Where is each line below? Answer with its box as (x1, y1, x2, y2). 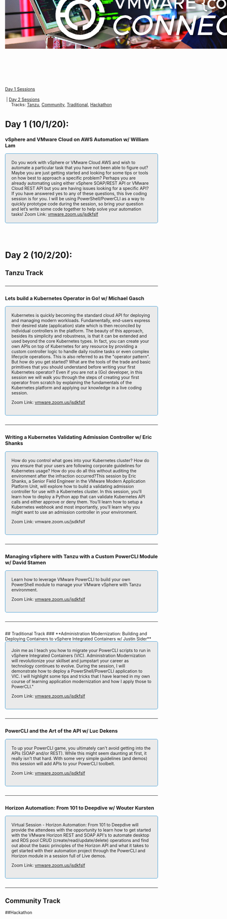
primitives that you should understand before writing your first (11, 364, 136, 370)
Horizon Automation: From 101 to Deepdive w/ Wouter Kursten (5, 804, 154, 811)
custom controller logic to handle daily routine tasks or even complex (11, 349, 149, 355)
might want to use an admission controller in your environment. (11, 509, 138, 515)
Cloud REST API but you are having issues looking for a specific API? (11, 186, 149, 191)
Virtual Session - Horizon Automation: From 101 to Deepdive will (11, 822, 139, 827)
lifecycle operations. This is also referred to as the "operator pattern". (11, 354, 150, 360)
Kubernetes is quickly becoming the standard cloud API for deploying (11, 312, 150, 319)
